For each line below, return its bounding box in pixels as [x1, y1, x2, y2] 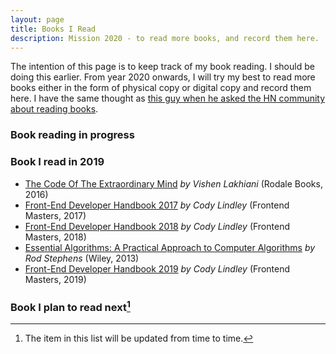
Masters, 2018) [24, 231, 87, 243]
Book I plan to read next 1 [10, 298, 131, 314]
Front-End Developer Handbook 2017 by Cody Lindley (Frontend [24, 199, 290, 211]
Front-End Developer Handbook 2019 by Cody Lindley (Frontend [24, 262, 291, 275]
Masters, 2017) [24, 209, 87, 221]
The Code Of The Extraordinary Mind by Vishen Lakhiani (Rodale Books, [24, 177, 323, 190]
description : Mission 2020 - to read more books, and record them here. [10, 33, 320, 43]
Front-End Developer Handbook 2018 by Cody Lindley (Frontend [24, 220, 290, 232]
